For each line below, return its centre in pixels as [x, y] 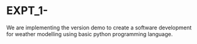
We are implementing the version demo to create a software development [99, 28]
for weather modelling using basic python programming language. [90, 34]
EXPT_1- [27, 11]
